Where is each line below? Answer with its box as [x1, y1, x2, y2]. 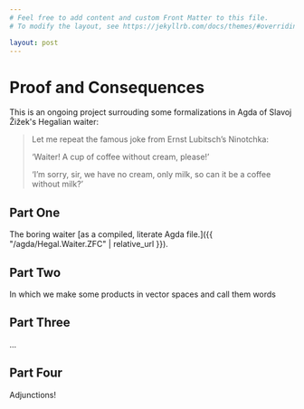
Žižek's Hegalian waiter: [9, 117, 100, 128]
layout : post [9, 38, 59, 47]
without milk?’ [31, 178, 84, 190]
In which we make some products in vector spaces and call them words [9, 289, 277, 300]
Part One [9, 204, 61, 220]
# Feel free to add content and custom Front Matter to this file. [9, 13, 270, 23]
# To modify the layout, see [9, 22, 119, 31]
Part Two [9, 264, 62, 281]
